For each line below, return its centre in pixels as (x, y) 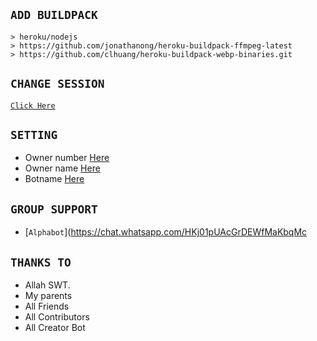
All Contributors (57, 317)
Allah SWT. (47, 285)
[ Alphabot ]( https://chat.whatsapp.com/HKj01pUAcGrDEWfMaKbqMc (166, 232)
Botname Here (54, 179)
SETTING (34, 135)
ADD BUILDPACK (54, 15)
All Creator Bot (55, 328)
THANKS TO (41, 262)
